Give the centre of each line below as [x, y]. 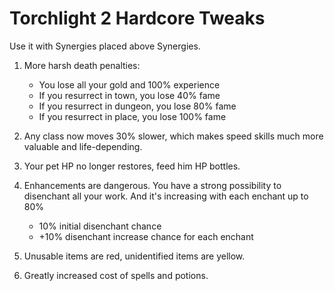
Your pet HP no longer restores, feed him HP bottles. [132, 166]
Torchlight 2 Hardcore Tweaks [137, 18]
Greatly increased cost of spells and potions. [116, 275]
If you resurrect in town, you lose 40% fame [129, 95]
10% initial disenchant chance [100, 226]
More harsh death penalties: [82, 65]
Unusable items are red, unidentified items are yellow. [134, 256]
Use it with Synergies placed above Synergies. [105, 46]
